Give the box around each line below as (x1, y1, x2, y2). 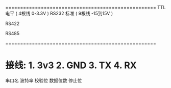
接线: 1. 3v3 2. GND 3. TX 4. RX (5, 60, 137, 71)
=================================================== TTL (5, 5, 166, 10)
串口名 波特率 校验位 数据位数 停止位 (5, 77, 82, 83)
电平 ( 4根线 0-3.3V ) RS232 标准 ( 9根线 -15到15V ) (5, 10, 113, 16)
